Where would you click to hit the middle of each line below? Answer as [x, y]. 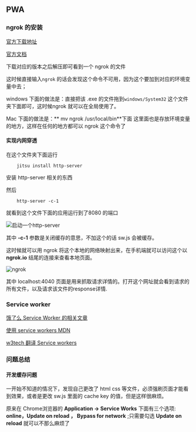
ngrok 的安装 [24, 28]
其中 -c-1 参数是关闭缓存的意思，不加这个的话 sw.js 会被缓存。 [82, 237]
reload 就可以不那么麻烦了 [38, 423]
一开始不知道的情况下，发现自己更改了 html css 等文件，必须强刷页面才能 [95, 389]
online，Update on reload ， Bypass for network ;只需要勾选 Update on [94, 416]
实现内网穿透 [21, 140]
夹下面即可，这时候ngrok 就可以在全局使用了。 [62, 106]
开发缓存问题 [21, 374]
